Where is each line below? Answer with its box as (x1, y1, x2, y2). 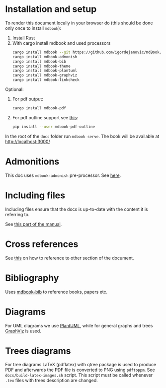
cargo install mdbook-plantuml (12, 68, 78, 73)
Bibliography (5, 272, 59, 284)
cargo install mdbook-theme (12, 64, 71, 69)
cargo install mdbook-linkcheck (12, 78, 80, 82)
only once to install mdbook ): (5, 25, 61, 31)
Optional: (5, 86, 24, 92)
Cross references (5, 238, 79, 249)
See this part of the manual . (5, 221, 62, 227)
